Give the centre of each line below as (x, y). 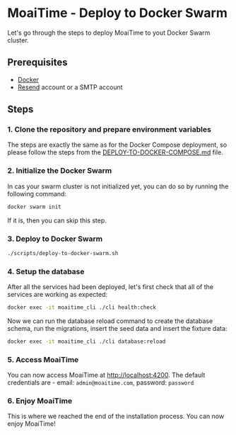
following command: (37, 193)
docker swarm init (34, 207)
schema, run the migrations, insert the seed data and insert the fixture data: (117, 328)
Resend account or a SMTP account (70, 87)
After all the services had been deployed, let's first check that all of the (111, 287)
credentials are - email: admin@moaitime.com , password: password (101, 383)
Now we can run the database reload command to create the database (110, 321)
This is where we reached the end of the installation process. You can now (116, 417)
